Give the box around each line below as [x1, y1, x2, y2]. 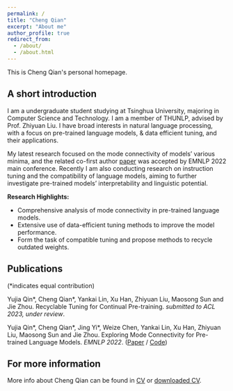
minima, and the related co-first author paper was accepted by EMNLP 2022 [7, 157, 227, 165]
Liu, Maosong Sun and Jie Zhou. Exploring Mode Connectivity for [7, 331, 195, 339]
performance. [17, 228, 57, 236]
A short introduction [7, 88, 97, 100]
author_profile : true [7, 29, 70, 37]
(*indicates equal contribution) [7, 281, 95, 290]
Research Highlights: [7, 192, 70, 201]
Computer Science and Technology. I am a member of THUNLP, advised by [7, 114, 224, 122]
